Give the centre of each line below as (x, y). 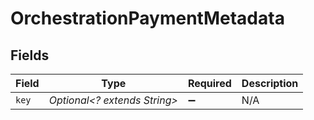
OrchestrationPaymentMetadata (147, 18)
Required (209, 83)
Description (270, 83)
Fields (30, 55)
